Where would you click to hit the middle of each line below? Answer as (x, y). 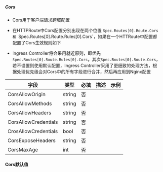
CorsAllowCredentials (33, 122)
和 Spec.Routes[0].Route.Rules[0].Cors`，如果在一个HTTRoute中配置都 (85, 36)
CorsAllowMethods (30, 103)
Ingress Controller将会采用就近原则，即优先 (57, 53)
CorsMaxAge (23, 149)
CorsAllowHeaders (29, 112)
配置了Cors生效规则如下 (37, 42)
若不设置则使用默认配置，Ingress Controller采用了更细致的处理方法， (82, 65)
